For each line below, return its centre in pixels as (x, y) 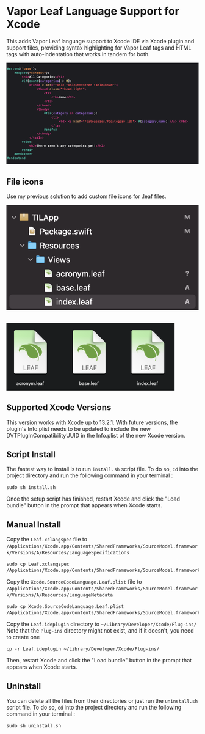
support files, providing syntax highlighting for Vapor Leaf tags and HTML (99, 48)
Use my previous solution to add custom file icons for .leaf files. (86, 196)
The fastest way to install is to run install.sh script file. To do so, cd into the (102, 469)
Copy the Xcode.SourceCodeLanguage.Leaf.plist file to (74, 582)
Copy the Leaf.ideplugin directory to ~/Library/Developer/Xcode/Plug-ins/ (102, 624)
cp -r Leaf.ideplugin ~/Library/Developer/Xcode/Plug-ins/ (83, 649)
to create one (23, 637)
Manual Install (34, 525)
